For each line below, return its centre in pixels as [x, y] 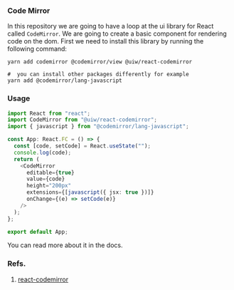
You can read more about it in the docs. [65, 245]
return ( [27, 159]
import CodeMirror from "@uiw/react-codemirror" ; [83, 120]
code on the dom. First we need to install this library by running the [106, 41]
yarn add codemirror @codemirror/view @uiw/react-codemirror [100, 62]
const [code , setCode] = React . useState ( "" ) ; [83, 146]
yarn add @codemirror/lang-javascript [65, 81]
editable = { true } [50, 172]
